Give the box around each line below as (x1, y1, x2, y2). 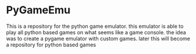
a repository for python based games (6, 41, 96, 48)
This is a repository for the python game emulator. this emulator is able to (6, 23, 184, 30)
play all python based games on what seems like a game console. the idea (6, 28, 187, 35)
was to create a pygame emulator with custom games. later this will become (6, 35, 191, 42)
